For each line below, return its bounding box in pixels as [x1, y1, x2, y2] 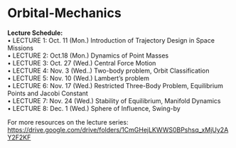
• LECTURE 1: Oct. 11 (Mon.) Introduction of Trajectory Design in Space [7, 36, 215, 44]
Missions [7, 43, 34, 52]
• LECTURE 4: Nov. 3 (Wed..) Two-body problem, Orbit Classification [7, 66, 210, 75]
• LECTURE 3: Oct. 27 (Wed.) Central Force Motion [7, 58, 156, 67]
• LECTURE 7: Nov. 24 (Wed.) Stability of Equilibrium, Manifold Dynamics [7, 96, 221, 105]
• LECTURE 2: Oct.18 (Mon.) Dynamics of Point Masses [7, 51, 169, 60]
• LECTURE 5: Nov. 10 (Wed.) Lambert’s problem [7, 73, 149, 83]
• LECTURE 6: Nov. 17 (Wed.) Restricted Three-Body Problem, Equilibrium [7, 81, 224, 90]
